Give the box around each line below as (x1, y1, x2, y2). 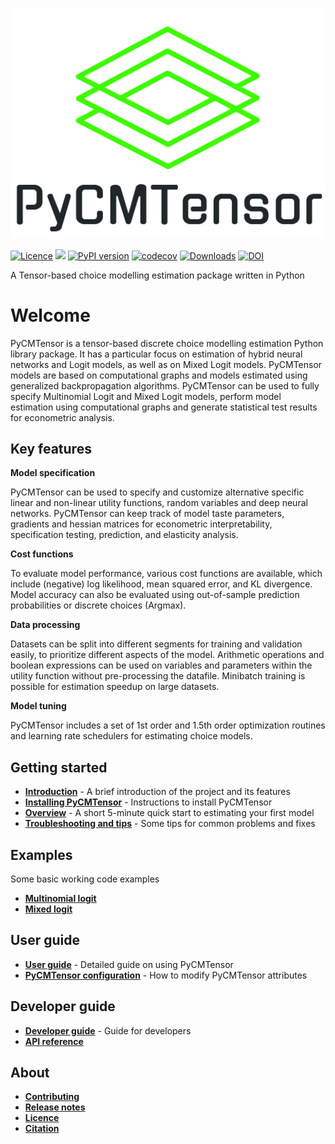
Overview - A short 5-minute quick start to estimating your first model (24, 807, 315, 819)
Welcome (10, 304, 91, 327)
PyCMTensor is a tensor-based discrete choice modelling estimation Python (10, 337, 324, 349)
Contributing (24, 1091, 80, 1103)
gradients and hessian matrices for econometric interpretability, (10, 518, 273, 530)
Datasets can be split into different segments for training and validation (10, 638, 303, 650)
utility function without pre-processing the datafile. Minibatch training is (10, 670, 306, 682)
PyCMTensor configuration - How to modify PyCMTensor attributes (24, 969, 308, 981)
